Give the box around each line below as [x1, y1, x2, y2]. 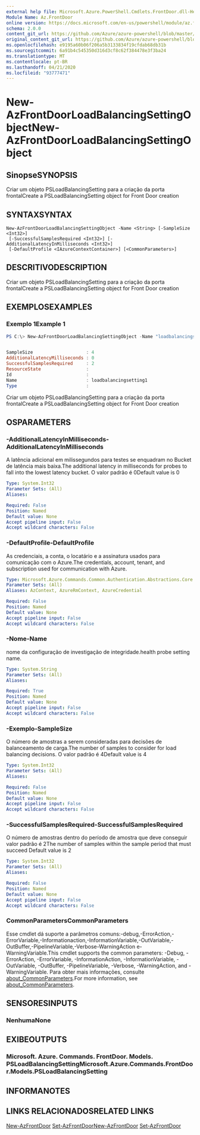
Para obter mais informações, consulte [49, 968, 145, 976]
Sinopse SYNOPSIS [6, 170, 78, 180]
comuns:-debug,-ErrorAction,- [99, 930, 174, 937]
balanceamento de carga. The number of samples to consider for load [6, 744, 177, 751]
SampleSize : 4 [6, 349, 95, 355]
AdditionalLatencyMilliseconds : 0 [6, 355, 95, 361]
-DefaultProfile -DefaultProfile [6, 539, 94, 547]
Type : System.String [6, 666, 58, 672]
